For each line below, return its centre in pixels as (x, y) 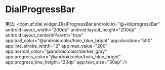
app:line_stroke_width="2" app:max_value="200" (56, 46)
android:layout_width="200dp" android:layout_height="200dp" (71, 29)
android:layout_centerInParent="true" (44, 35)
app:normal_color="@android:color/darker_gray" (56, 51)
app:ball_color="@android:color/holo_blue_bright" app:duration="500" (79, 40)
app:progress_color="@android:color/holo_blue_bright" (63, 56)
